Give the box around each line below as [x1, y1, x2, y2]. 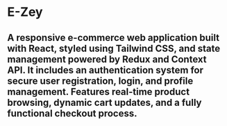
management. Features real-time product [7, 86, 190, 98]
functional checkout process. [7, 107, 137, 119]
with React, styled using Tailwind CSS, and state [7, 42, 221, 54]
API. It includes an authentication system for [7, 64, 203, 76]
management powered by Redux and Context [7, 53, 207, 65]
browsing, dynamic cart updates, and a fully [7, 96, 202, 108]
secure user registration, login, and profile [7, 75, 194, 87]
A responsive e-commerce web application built [7, 32, 220, 44]
